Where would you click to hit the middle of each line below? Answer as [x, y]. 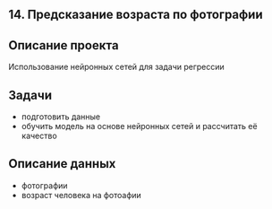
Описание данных [62, 164]
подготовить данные [61, 117]
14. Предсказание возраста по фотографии [136, 15]
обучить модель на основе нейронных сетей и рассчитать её [139, 126]
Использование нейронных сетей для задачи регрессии [116, 67]
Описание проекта [64, 45]
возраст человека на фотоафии [81, 195]
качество [39, 136]
